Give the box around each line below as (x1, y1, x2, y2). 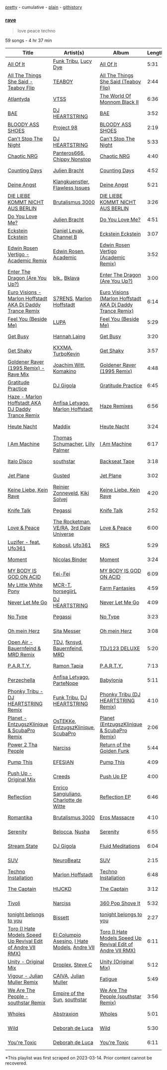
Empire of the (53, 990, 84, 997)
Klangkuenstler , (53, 178, 90, 185)
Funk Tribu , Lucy (53, 58, 92, 65)
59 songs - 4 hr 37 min (5, 37, 52, 44)
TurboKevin (53, 351, 80, 357)
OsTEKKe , (53, 718, 77, 725)
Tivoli (7, 900, 21, 907)
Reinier (53, 483, 70, 490)
